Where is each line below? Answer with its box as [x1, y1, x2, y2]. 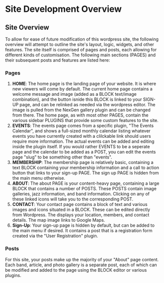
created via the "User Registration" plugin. [12, 233, 98, 239]
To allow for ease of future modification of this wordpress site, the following [5, 36, 159, 42]
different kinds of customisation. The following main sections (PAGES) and [5, 52, 156, 58]
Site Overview [5, 23, 49, 32]
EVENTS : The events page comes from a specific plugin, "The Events [12, 122, 154, 129]
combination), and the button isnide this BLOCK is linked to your [12, 96, 142, 102]
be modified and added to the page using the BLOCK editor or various [5, 267, 147, 273]
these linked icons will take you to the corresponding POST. [12, 196, 133, 202]
